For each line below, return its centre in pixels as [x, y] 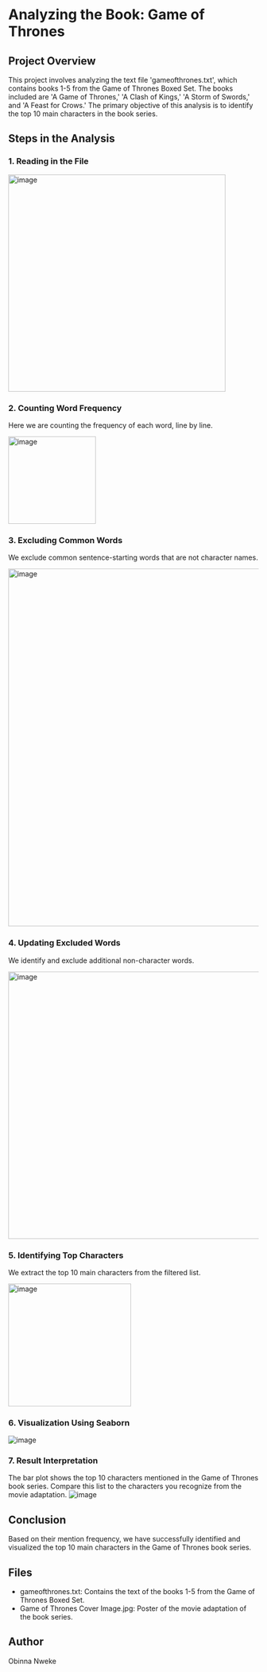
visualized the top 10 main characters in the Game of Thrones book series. [130, 1547]
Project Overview [52, 61]
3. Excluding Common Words [66, 540]
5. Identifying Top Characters [66, 1255]
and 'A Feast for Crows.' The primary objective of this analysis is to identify [131, 105]
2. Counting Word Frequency [65, 408]
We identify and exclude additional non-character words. [101, 960]
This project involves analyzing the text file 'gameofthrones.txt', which [123, 80]
